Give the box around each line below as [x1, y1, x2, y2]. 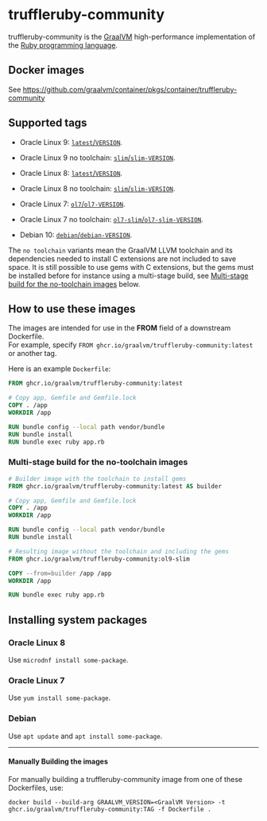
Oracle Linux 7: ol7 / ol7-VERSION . [19, 199, 126, 209]
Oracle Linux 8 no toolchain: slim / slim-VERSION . [19, 183, 176, 193]
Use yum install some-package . [8, 693, 111, 702]
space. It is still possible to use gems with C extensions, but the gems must [8, 262, 254, 272]
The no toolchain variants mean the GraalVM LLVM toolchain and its [8, 245, 233, 255]
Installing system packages [8, 613, 148, 627]
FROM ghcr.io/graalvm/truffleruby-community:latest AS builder [8, 482, 222, 491]
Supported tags [8, 116, 87, 130]
